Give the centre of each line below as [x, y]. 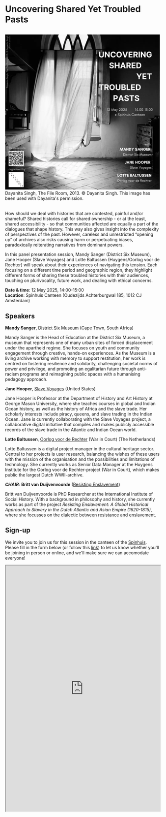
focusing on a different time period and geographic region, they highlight [79, 270]
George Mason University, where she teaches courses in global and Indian [80, 404]
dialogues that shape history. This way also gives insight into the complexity [82, 229]
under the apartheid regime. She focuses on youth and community [72, 348]
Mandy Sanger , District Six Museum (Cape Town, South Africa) [69, 328]
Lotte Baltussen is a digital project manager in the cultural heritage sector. [80, 449]
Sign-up [18, 530]
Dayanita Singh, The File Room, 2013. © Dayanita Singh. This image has [78, 193]
